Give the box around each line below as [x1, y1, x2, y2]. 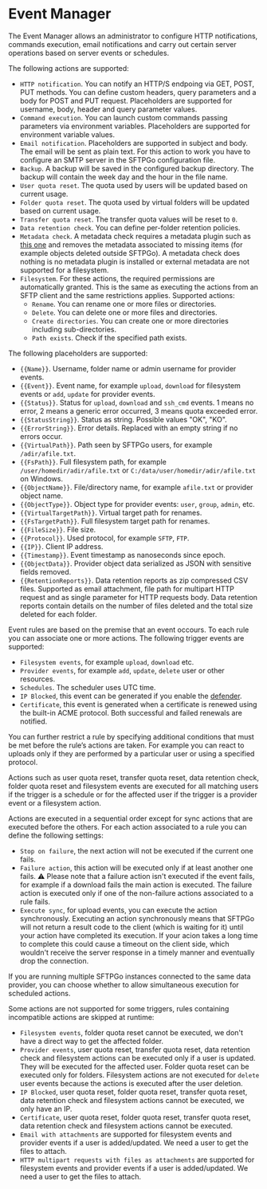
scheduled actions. [8, 988, 71, 998]
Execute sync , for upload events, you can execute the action [19, 905, 218, 915]
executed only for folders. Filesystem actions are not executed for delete [19, 1069, 260, 1080]
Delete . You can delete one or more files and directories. [31, 308, 218, 317]
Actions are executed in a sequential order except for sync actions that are [8, 814, 253, 823]
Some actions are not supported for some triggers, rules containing [8, 1003, 230, 1013]
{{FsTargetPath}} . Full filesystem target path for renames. [19, 516, 210, 526]
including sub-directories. [31, 324, 117, 334]
